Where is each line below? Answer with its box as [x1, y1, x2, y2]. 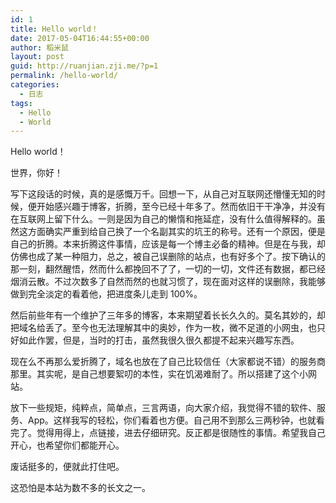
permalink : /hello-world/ [10, 71, 118, 81]
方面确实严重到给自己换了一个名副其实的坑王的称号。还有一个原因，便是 [27, 226, 326, 238]
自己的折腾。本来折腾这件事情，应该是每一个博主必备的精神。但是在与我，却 [10, 238, 326, 250]
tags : [10, 98, 33, 108]
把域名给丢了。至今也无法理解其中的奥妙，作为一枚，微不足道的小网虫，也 [10, 322, 317, 334]
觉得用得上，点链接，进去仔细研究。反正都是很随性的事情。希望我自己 [36, 427, 326, 439]
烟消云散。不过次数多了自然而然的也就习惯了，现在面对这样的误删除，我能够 [10, 276, 326, 288]
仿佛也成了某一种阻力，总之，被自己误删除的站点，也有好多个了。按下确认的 [10, 251, 326, 263]
